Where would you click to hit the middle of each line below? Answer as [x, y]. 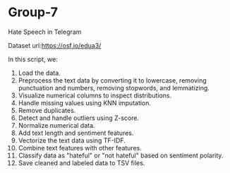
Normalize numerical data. [56, 125]
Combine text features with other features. [80, 148]
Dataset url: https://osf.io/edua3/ [55, 45]
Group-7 [33, 12]
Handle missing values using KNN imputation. [84, 102]
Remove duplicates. [47, 110]
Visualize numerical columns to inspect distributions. [95, 95]
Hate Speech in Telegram [45, 32]
